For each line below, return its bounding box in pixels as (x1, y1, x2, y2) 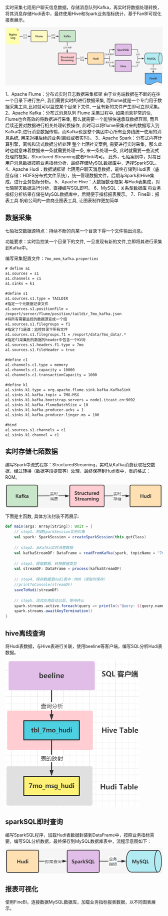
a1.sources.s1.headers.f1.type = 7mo (5, 342, 84, 347)
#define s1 (5, 291, 28, 296)
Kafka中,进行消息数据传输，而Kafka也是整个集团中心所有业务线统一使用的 (5, 129, 157, 135)
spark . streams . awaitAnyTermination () (14, 608, 93, 614)
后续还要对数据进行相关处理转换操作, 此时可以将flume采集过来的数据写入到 (5, 122, 160, 129)
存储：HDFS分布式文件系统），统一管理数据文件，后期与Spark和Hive (9, 172, 150, 179)
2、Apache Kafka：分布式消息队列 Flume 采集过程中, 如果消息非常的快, (5, 110, 152, 116)
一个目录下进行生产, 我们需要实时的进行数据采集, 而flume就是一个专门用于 (5, 97, 158, 104)
